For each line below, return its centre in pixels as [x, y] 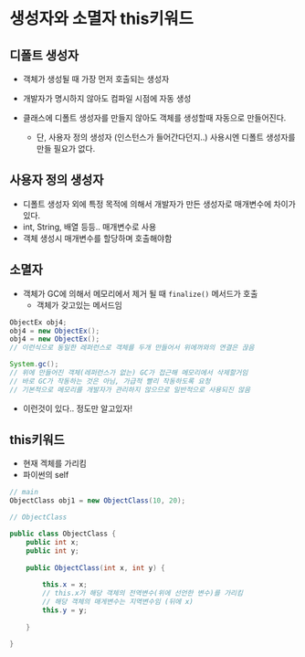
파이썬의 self [46, 475]
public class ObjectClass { [63, 534]
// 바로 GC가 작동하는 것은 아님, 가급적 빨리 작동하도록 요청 [110, 381]
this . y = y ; [65, 610]
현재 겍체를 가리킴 [54, 463]
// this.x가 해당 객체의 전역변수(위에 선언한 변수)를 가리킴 [143, 593]
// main [24, 493]
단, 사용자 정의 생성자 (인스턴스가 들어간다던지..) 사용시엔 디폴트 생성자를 [166, 137]
